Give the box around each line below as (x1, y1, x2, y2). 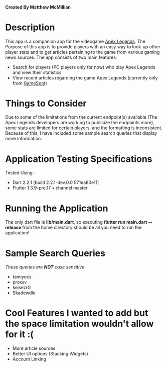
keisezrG (12, 285, 31, 291)
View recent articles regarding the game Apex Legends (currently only (12, 74, 158, 80)
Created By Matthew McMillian (5, 4, 71, 10)
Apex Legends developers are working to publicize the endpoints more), (5, 120, 154, 126)
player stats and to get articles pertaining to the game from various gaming (5, 49, 160, 55)
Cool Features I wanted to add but (5, 307, 148, 319)
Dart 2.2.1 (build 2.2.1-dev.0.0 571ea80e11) (12, 179, 99, 186)
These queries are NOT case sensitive (5, 264, 84, 270)
